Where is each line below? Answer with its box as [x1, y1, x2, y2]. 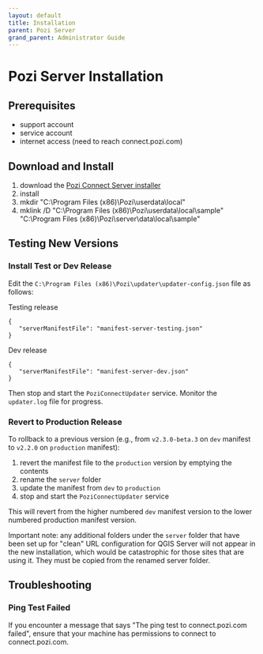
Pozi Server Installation [8, 68, 164, 85]
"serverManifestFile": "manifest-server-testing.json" [18, 325, 203, 333]
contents [19, 467, 49, 476]
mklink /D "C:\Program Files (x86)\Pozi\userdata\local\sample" [19, 206, 224, 216]
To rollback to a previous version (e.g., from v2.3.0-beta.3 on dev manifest [8, 434, 251, 444]
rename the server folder [19, 475, 101, 484]
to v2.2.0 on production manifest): [8, 443, 120, 453]
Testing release [8, 302, 58, 312]
